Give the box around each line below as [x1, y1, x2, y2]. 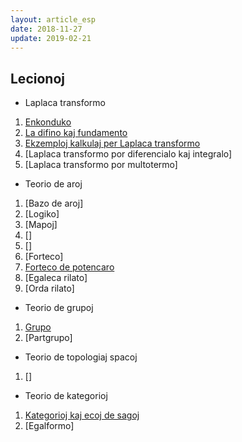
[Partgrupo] [24, 332, 73, 344]
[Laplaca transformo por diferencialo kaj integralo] [24, 148, 233, 160]
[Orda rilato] [24, 282, 75, 295]
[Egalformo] [24, 420, 75, 432]
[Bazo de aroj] [24, 197, 84, 210]
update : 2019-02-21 [10, 33, 92, 43]
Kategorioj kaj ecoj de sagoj [24, 409, 140, 421]
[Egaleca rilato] [24, 272, 88, 284]
